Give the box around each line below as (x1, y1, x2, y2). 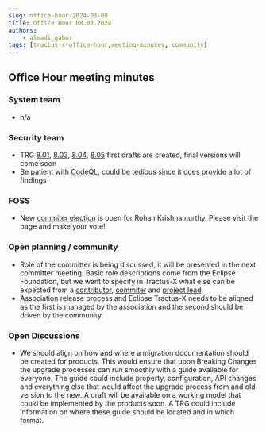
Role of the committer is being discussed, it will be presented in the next (19, 260, 256, 269)
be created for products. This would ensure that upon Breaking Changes (19, 356, 257, 366)
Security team (8, 132, 64, 143)
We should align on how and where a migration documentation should (19, 348, 249, 357)
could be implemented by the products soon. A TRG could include (19, 398, 236, 408)
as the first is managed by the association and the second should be (19, 302, 244, 311)
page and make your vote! (19, 221, 106, 231)
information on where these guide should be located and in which (19, 407, 235, 417)
